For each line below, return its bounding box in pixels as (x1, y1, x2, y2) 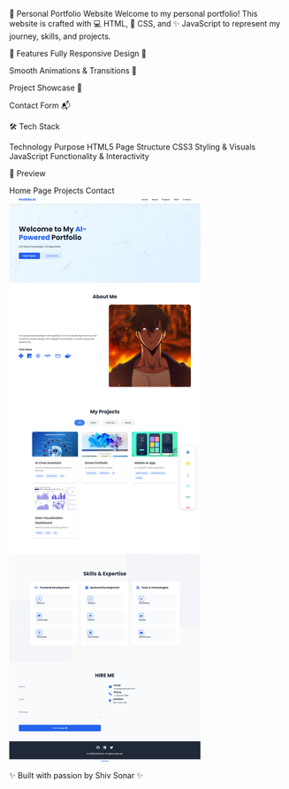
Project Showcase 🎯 (9, 82, 82, 93)
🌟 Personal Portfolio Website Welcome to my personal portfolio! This (9, 9, 258, 19)
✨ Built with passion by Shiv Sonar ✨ (9, 770, 144, 780)
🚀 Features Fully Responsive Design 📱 (9, 49, 148, 58)
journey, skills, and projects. (9, 31, 111, 42)
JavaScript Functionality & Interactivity (9, 151, 150, 161)
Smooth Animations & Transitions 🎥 (9, 65, 137, 75)
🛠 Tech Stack (9, 121, 60, 132)
